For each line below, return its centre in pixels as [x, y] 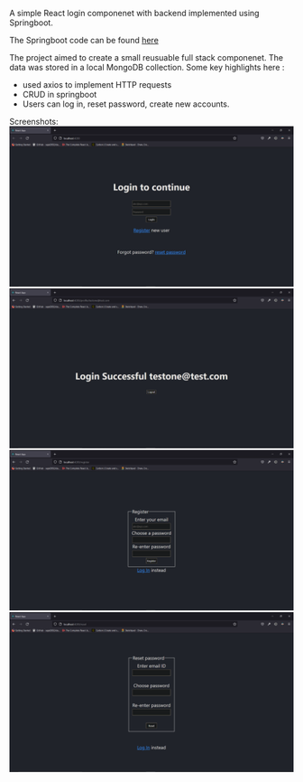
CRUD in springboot [60, 94]
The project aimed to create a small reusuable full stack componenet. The [147, 57]
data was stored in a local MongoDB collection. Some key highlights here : [147, 67]
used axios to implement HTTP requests [97, 85]
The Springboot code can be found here [84, 40]
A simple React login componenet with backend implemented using [134, 13]
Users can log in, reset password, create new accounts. [126, 104]
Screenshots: [34, 122]
